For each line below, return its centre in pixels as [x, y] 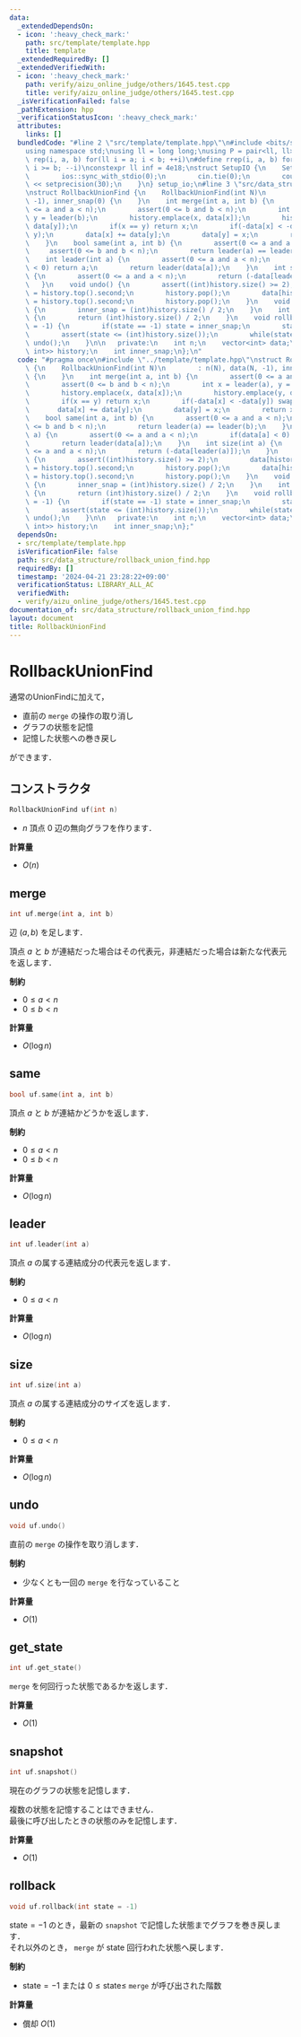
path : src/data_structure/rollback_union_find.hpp [114, 560]
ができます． [33, 757]
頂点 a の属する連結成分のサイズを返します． [92, 1403]
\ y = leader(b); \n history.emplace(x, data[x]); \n [138, 218]
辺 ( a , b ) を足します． [48, 932]
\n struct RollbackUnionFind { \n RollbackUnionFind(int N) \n [146, 193]
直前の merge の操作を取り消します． [77, 1543]
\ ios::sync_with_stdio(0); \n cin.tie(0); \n [138, 176]
